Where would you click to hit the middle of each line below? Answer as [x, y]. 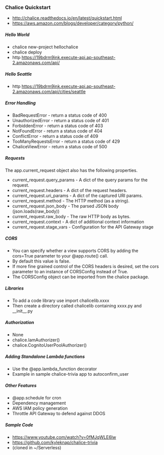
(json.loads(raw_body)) [36, 211]
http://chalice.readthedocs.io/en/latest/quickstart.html [67, 18]
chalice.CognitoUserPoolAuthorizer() [49, 345]
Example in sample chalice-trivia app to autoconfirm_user [70, 374]
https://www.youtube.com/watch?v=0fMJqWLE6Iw [64, 437]
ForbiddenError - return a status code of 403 [57, 126]
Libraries [14, 288]
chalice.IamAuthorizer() [36, 340]
